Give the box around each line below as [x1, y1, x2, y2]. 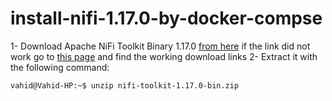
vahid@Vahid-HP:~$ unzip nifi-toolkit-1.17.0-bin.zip [10, 80, 240, 91]
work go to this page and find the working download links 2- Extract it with [10, 50, 318, 62]
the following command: [10, 61, 110, 73]
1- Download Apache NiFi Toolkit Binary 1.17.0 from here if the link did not [10, 40, 311, 52]
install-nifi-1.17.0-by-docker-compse [10, 7, 323, 30]
